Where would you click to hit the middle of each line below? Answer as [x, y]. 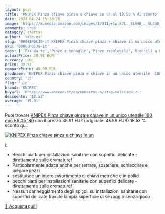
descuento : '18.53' [25, 96]
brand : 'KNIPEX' [22, 87]
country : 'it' [20, 78]
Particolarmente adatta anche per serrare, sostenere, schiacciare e [80, 165]
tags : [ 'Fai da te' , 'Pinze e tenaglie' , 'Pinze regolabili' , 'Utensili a [81, 51]
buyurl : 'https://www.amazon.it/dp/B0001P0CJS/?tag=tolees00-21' [73, 92]
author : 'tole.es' [24, 37]
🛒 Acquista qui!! [21, 206]
